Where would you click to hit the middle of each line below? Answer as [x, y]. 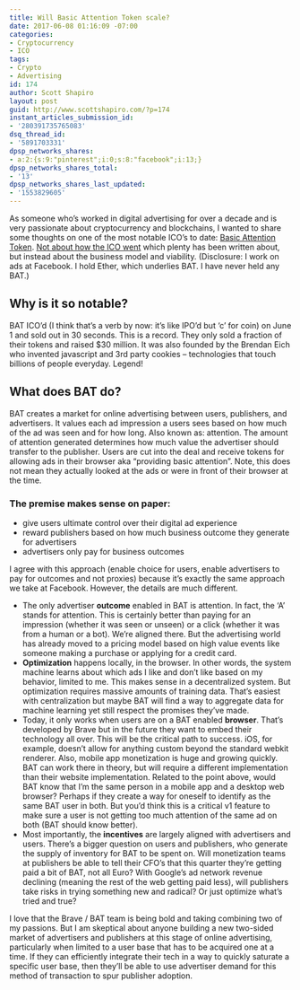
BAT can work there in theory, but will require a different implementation [155, 767]
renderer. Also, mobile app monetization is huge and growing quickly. [150, 758]
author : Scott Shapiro [51, 92]
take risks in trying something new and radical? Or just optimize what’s [152, 891]
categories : [31, 34]
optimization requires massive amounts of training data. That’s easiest [151, 691]
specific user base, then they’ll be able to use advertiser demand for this [143, 966]
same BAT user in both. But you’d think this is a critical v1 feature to [146, 805]
